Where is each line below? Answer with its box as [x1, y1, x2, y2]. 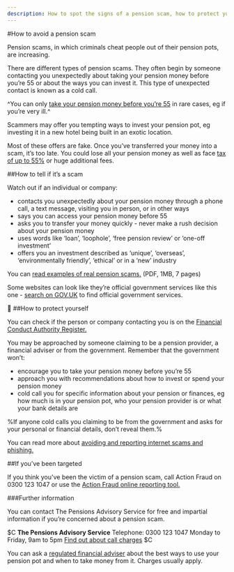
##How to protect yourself [13, 304, 89, 313]
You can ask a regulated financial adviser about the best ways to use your [7, 549, 219, 557]
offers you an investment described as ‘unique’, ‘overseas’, [17, 248, 186, 257]
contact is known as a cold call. [7, 86, 97, 94]
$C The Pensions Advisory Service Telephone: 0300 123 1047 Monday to [7, 528, 221, 536]
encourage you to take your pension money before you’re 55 [17, 367, 192, 375]
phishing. [7, 446, 34, 454]
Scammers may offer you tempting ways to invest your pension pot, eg [7, 120, 210, 129]
